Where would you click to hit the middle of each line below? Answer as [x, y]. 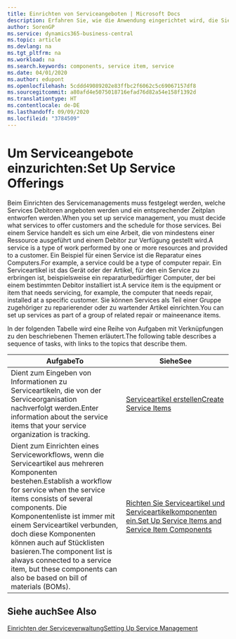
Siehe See [175, 361]
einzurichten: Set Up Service [91, 168]
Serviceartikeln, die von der [56, 390]
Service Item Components [169, 529]
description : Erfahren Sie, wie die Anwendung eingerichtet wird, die [113, 20]
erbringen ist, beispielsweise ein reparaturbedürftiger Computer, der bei [111, 277]
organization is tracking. [50, 434]
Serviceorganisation [44, 399]
